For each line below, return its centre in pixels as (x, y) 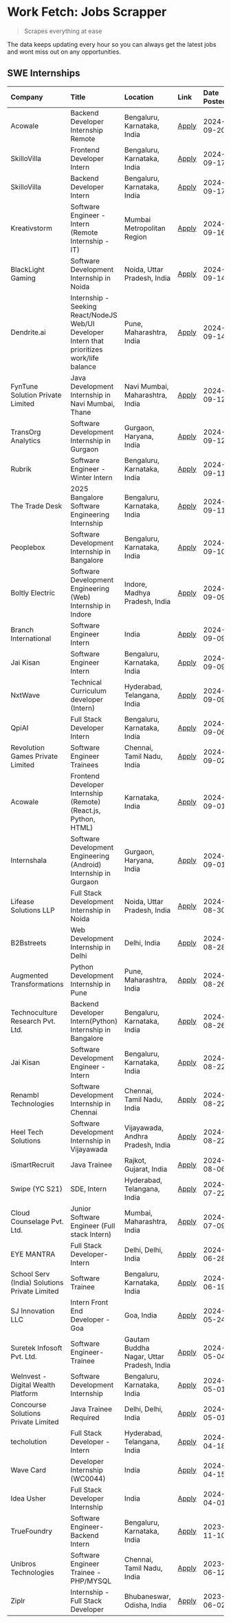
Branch (22, 630)
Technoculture (34, 1012)
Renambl (25, 1095)
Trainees (85, 764)
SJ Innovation (33, 1311)
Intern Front (89, 1302)
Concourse (29, 1404)
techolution (29, 1441)
